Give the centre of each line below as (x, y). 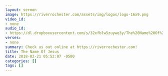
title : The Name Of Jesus (32, 51)
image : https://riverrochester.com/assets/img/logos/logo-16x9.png (77, 14)
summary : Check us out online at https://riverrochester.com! (71, 47)
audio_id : (15, 28)
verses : (13, 38)
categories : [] (21, 61)
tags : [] (14, 65)
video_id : (15, 19)
